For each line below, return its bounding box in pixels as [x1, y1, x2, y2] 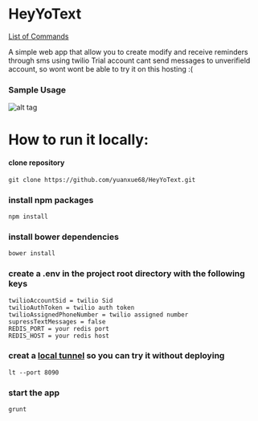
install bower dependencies [8, 231, 119, 242]
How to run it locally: [8, 130, 149, 149]
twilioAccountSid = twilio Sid [8, 296, 113, 304]
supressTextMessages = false [8, 317, 106, 326]
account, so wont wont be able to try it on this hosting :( [8, 64, 194, 73]
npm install [8, 213, 48, 221]
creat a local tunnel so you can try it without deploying [8, 350, 225, 361]
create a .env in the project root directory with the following [8, 268, 245, 279]
